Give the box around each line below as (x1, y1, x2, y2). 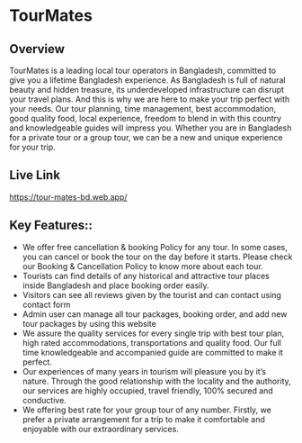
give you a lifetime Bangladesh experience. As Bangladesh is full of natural (9, 75, 286, 86)
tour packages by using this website (22, 318, 157, 329)
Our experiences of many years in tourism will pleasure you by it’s (22, 366, 267, 376)
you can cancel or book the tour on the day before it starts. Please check (22, 251, 293, 262)
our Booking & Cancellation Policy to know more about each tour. (22, 260, 263, 271)
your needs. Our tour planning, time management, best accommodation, (9, 104, 277, 113)
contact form (22, 299, 71, 310)
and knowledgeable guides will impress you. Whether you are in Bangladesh (9, 122, 292, 133)
